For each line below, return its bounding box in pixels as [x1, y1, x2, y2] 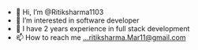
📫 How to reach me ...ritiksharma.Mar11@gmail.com [15, 33, 186, 42]
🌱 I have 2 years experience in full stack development [15, 24, 190, 33]
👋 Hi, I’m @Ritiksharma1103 [15, 8, 104, 16]
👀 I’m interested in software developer [15, 16, 140, 25]
